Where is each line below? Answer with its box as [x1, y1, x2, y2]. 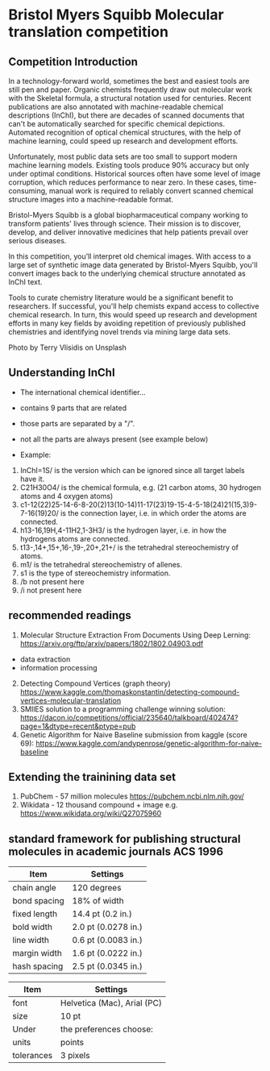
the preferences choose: [60, 1023, 153, 1035]
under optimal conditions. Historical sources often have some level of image [8, 169, 261, 178]
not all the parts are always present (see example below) [19, 434, 209, 444]
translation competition [8, 23, 169, 41]
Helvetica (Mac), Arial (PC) [60, 998, 163, 1009]
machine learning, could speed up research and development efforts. [8, 136, 239, 146]
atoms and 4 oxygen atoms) [19, 491, 114, 500]
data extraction [19, 654, 71, 664]
